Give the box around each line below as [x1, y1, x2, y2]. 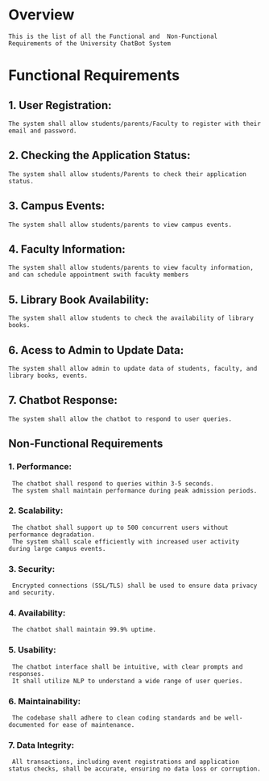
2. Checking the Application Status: [8, 149, 191, 162]
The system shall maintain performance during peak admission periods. [11, 486, 258, 494]
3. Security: [8, 563, 56, 574]
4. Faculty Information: [8, 242, 126, 256]
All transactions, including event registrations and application [11, 758, 240, 766]
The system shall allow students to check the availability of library [8, 314, 254, 322]
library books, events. [8, 372, 89, 380]
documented [8, 720, 45, 729]
